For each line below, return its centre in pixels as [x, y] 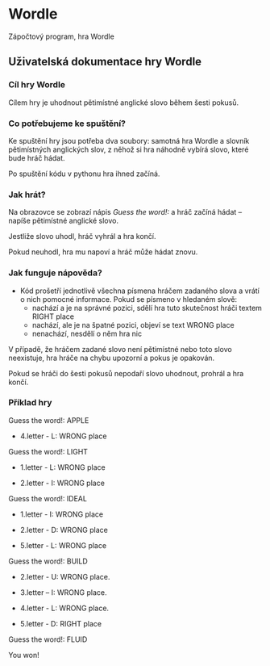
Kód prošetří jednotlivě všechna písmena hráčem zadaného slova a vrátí [139, 291]
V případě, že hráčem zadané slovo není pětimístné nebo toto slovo [120, 349]
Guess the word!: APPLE [49, 420]
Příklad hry [30, 403]
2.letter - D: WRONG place [64, 530]
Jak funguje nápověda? [55, 273]
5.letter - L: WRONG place [63, 545]
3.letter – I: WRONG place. [63, 592]
